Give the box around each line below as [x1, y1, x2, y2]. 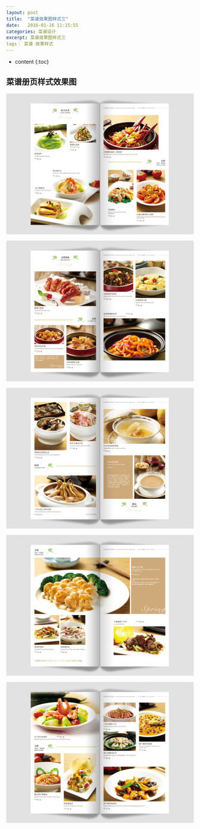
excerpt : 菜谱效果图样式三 [6, 35, 66, 41]
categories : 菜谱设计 [6, 29, 57, 35]
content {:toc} [14, 58, 49, 65]
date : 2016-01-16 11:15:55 [6, 22, 79, 28]
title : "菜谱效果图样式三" [6, 15, 68, 22]
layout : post [6, 10, 39, 15]
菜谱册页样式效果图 [6, 77, 77, 87]
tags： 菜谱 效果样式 [6, 41, 54, 47]
